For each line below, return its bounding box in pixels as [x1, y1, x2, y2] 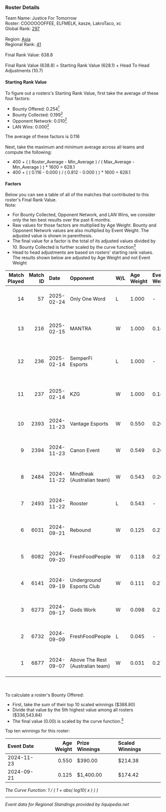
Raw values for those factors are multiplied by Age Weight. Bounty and [12, 222, 157, 228]
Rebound [70, 526, 91, 533]
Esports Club [70, 583, 100, 589]
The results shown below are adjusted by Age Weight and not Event [12, 254, 151, 261]
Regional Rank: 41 [5, 42, 41, 47]
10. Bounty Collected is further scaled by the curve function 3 [12, 243, 136, 250]
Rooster [70, 500, 88, 507]
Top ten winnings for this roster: [5, 727, 70, 733]
